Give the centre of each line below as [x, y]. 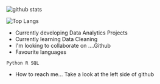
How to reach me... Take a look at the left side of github [85, 74]
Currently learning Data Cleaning [56, 39]
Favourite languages [41, 52]
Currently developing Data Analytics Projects [71, 33]
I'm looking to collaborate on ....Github [63, 46]
